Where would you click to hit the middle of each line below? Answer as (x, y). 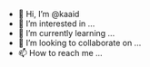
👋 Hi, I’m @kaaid (49, 14)
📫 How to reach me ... (60, 53)
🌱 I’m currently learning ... (66, 33)
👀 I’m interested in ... (56, 24)
